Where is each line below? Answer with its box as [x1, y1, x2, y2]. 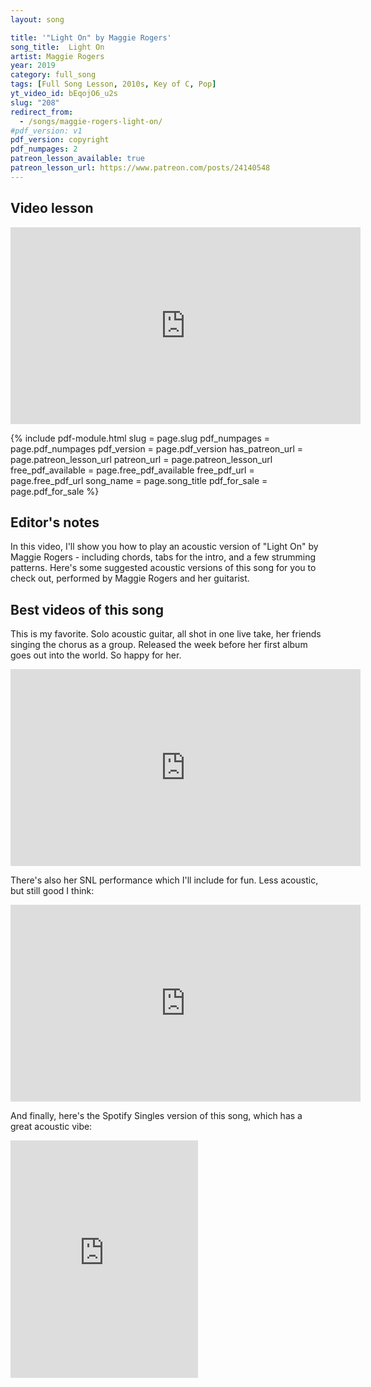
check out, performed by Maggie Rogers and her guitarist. [10, 572, 250, 585]
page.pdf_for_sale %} [10, 485, 100, 497]
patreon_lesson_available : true [10, 154, 145, 164]
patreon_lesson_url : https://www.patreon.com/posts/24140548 [10, 163, 271, 173]
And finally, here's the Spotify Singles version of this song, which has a [10, 1110, 303, 1122]
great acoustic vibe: [10, 1121, 93, 1133]
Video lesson [10, 200, 94, 217]
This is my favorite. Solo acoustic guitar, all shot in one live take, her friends [10, 628, 322, 640]
